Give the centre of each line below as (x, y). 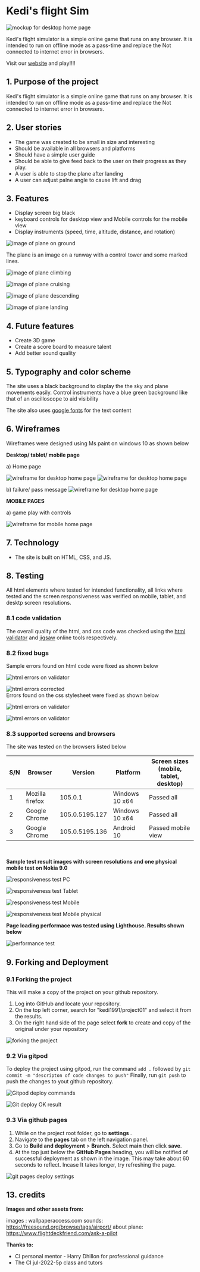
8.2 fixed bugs (28, 653)
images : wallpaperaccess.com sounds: (54, 1221)
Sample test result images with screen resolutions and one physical (92, 862)
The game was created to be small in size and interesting (85, 142)
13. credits (26, 1195)
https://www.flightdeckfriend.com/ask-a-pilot (62, 1233)
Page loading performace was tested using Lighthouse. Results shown (95, 926)
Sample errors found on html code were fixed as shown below (82, 666)
